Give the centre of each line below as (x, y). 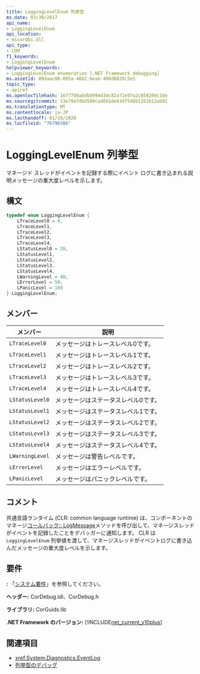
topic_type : (21, 85)
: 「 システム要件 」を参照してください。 (55, 584)
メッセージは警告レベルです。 (97, 456)
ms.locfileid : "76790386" (38, 124)
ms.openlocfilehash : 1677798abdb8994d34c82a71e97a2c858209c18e (87, 96)
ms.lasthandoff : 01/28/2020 (41, 118)
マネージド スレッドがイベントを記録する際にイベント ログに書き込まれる (97, 173)
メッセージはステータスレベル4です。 (108, 445)
